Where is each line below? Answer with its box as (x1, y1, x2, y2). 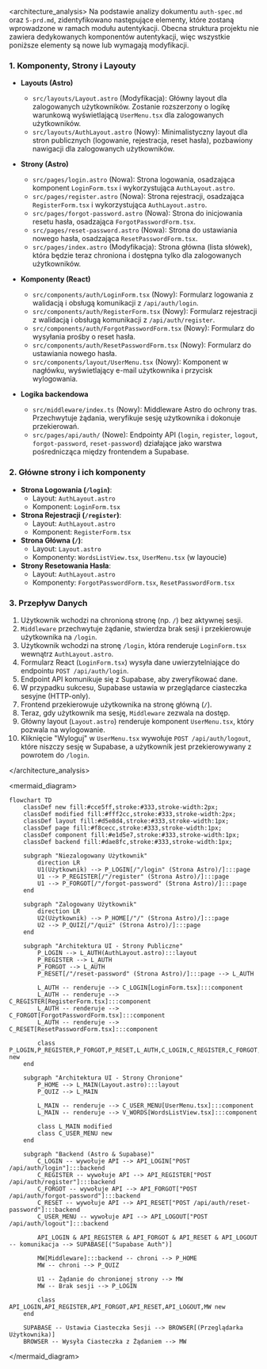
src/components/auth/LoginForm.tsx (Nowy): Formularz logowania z (32, 290, 254, 300)
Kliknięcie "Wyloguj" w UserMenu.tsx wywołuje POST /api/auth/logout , (20, 733, 251, 742)
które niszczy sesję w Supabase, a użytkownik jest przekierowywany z (20, 742, 252, 751)
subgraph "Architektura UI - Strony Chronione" (23, 1074, 183, 1082)
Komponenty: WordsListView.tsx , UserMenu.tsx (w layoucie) (32, 552, 227, 562)
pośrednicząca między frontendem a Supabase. (32, 447, 189, 457)
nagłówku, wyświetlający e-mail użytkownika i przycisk (32, 366, 213, 375)
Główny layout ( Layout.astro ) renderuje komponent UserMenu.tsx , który (20, 716, 254, 726)
